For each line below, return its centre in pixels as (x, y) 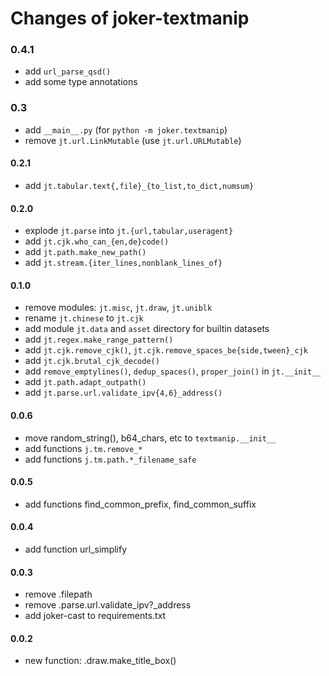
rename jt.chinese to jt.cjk (84, 318)
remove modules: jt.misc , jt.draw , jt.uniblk (118, 308)
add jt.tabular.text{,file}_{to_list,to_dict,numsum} (139, 185)
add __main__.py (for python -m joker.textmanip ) (126, 129)
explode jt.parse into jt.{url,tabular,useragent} (129, 231)
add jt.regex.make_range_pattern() (99, 339)
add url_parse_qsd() (68, 71)
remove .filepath (58, 594)
